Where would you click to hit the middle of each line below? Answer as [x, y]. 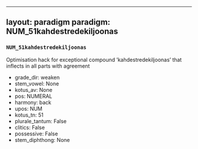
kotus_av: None [34, 90]
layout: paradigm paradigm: [58, 22]
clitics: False [30, 127]
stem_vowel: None [37, 84]
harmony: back [33, 102]
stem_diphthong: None [42, 140]
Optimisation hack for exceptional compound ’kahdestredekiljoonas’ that [94, 59]
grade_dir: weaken [37, 77]
